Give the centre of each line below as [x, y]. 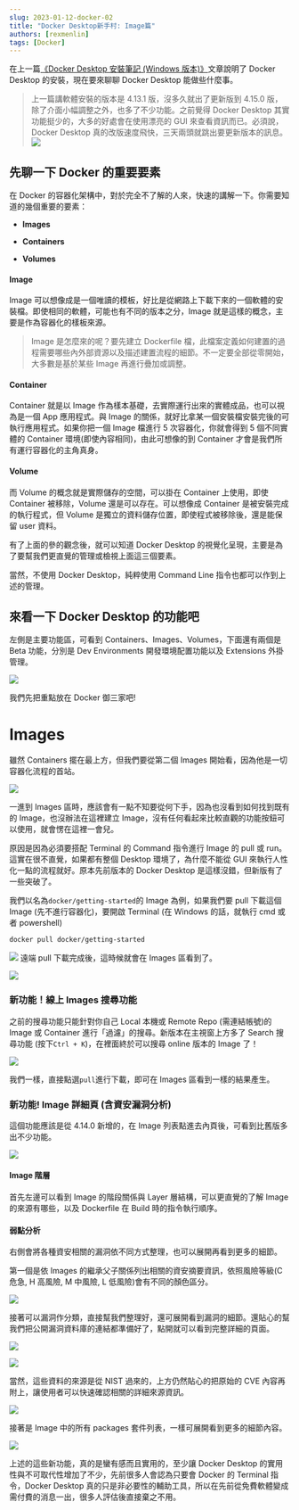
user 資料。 [40, 525]
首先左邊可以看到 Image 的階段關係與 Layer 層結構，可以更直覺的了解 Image [149, 1197]
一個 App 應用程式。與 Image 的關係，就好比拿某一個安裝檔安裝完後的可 [157, 417]
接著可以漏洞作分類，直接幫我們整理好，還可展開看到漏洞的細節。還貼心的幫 [149, 1317]
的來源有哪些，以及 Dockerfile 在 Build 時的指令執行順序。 [116, 1209]
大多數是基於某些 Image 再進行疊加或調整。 [111, 364]
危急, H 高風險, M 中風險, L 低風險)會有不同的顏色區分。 [111, 1282]
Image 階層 [30, 1176]
